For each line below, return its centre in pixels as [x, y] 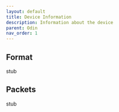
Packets [21, 89]
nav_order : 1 [22, 33]
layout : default [26, 11]
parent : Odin [22, 28]
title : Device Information [39, 17]
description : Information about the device [60, 22]
